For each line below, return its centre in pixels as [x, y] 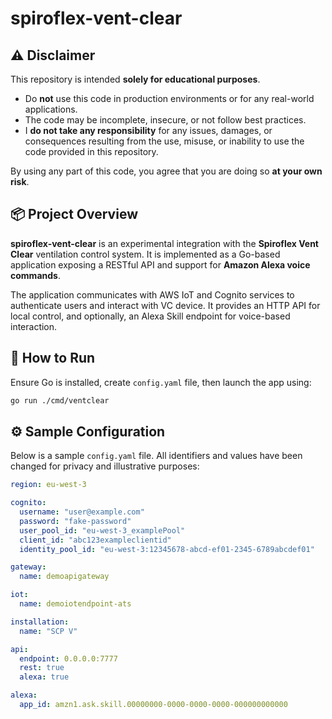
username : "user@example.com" [82, 512]
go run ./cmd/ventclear [60, 400]
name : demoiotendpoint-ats [75, 604]
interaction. [34, 326]
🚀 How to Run [53, 358]
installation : [40, 622]
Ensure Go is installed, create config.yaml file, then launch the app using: [161, 382]
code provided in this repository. [91, 151]
